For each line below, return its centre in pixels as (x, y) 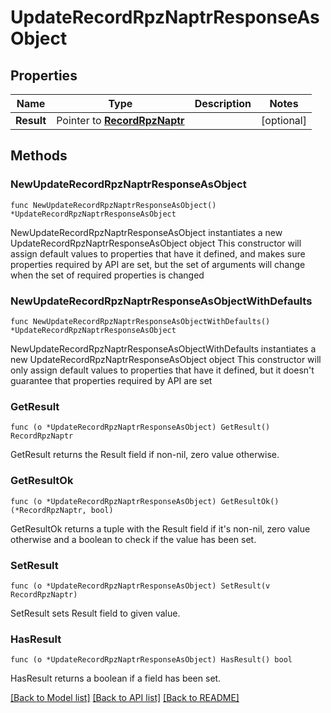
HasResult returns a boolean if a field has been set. (116, 678)
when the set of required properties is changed (107, 275)
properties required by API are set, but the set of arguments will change (158, 264)
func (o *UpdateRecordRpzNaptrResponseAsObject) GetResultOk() (145, 501)
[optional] (284, 120)
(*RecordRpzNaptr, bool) (62, 510)
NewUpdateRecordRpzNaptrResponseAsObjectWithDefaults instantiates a (163, 348)
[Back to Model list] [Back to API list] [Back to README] (125, 698)
